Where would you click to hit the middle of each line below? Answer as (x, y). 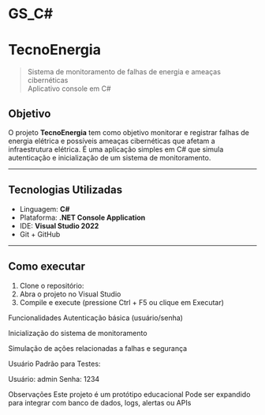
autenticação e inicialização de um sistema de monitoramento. (110, 157)
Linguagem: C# (45, 209)
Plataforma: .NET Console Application (82, 217)
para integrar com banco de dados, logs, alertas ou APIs (100, 402)
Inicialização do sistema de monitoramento (78, 333)
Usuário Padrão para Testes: (54, 364)
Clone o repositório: (52, 285)
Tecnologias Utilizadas (65, 190)
